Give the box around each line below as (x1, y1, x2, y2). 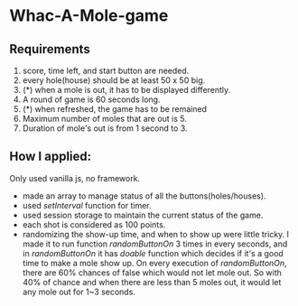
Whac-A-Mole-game (9, 5, 169, 26)
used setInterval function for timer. (22, 199, 152, 210)
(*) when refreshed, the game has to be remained (22, 104, 208, 114)
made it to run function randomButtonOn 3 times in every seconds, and (22, 238, 288, 249)
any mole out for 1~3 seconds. (22, 286, 135, 297)
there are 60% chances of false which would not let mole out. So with (22, 267, 283, 278)
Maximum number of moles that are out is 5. (22, 114, 187, 124)
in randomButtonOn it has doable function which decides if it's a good (22, 247, 284, 258)
